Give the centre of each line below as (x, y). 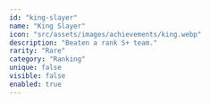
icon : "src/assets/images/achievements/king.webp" (105, 34)
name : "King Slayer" (48, 26)
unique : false (36, 68)
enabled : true (36, 84)
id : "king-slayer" (43, 17)
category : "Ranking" (48, 59)
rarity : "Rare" (38, 51)
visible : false (38, 76)
